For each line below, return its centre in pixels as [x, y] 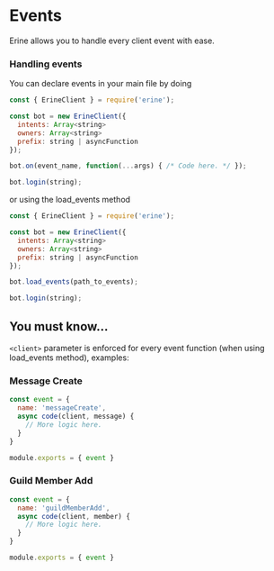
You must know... [59, 326]
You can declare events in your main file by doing [101, 84]
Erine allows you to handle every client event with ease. [112, 41]
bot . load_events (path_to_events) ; [74, 282]
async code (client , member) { [74, 516]
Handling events [46, 64]
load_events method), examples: [69, 358]
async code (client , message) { [76, 417]
